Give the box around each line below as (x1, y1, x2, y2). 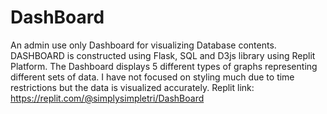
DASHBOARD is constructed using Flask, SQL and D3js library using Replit (10, 49, 316, 61)
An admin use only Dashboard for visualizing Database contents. (10, 39, 277, 51)
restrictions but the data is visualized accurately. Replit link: (10, 81, 255, 93)
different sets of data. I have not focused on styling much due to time (10, 71, 295, 83)
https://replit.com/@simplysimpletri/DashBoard (10, 92, 205, 104)
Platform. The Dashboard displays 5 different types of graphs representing (10, 60, 318, 72)
